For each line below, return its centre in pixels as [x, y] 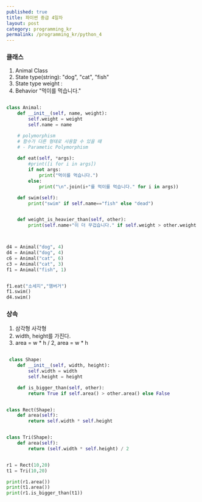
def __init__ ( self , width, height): [64, 366]
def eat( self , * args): [46, 158]
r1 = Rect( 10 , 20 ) [28, 465]
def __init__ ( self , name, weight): [62, 113]
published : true [27, 12]
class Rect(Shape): [31, 410]
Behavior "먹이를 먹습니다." [48, 91]
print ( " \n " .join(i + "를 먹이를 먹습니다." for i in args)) [109, 186]
